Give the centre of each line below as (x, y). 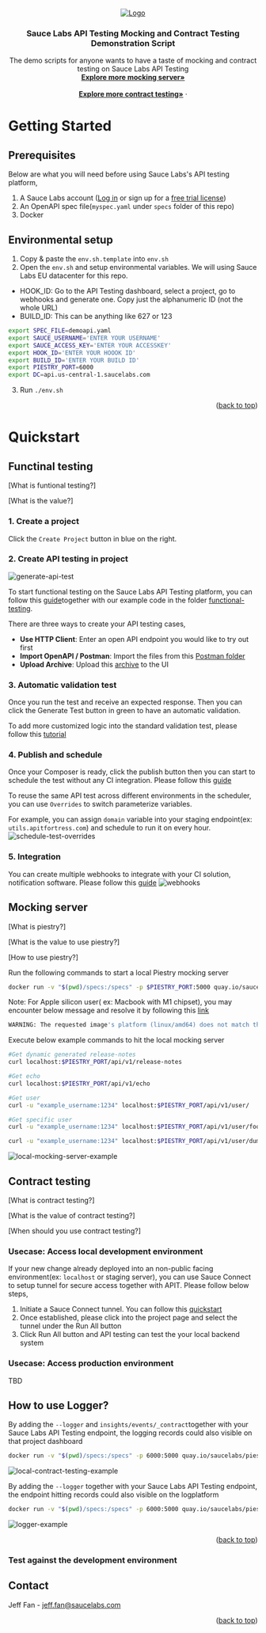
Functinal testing (51, 466)
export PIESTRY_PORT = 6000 (51, 367)
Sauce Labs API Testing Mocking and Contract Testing (133, 33)
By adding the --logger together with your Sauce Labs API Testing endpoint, (133, 1487)
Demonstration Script (133, 43)
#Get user (25, 1098)
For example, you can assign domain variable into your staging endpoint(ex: (130, 819)
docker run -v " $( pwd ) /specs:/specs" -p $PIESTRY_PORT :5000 (110, 987)
